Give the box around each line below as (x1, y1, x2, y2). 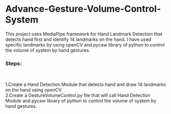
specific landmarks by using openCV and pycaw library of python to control (5, 41, 165, 48)
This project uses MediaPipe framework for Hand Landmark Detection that (5, 31, 163, 37)
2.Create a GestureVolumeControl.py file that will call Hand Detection (5, 93, 151, 99)
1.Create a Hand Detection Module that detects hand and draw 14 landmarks (5, 81, 166, 87)
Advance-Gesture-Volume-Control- (5, 3, 161, 15)
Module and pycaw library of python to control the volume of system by (5, 98, 157, 104)
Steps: (5, 60, 22, 67)
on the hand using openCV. (5, 87, 63, 93)
